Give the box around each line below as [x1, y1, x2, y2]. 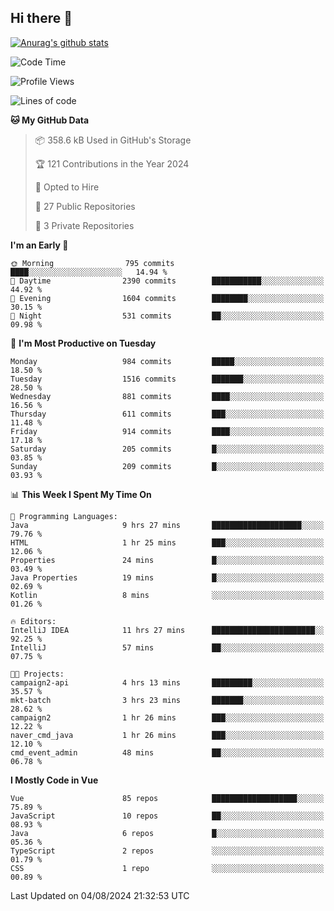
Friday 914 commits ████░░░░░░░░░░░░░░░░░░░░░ [10, 426, 325, 436]
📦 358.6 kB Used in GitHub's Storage [34, 134, 192, 146]
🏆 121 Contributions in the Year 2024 [34, 157, 190, 170]
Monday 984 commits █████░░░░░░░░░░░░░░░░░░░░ [10, 356, 325, 366]
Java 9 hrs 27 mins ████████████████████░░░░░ [10, 520, 325, 530]
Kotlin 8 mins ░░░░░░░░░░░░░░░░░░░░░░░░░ [10, 590, 325, 600]
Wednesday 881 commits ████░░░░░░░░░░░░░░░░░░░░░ [10, 391, 325, 401]
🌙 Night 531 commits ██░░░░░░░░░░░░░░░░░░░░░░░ [10, 311, 325, 321]
